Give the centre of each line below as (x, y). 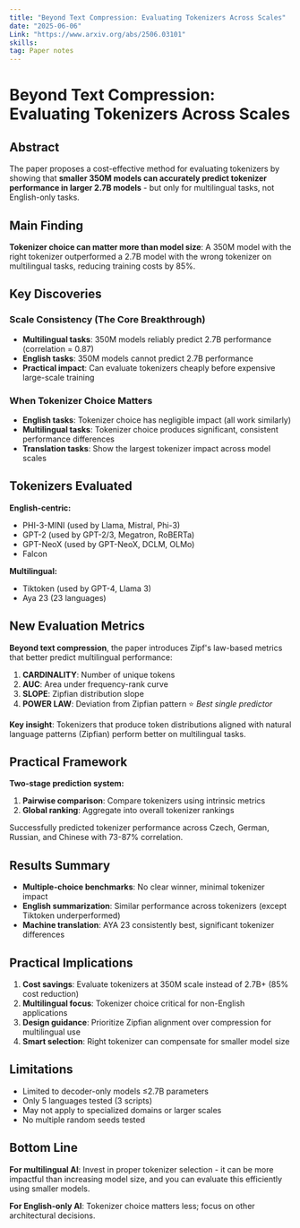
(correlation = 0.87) (58, 348)
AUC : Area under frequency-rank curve (95, 684)
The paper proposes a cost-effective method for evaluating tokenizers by (145, 169)
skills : (24, 43)
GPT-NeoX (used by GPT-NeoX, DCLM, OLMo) (108, 544)
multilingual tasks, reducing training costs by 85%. (103, 266)
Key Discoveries (56, 294)
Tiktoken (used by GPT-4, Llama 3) (87, 588)
